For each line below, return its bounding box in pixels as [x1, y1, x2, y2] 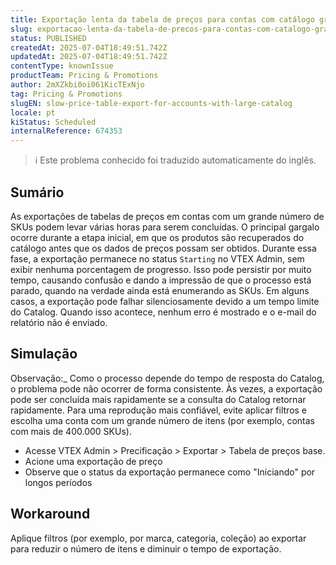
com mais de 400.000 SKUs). [10, 425, 132, 437]
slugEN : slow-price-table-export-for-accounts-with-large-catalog [10, 98, 293, 108]
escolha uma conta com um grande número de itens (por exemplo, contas [10, 414, 315, 426]
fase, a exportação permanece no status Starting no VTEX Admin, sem [10, 252, 305, 265]
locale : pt [10, 107, 56, 118]
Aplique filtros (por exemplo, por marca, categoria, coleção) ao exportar [10, 532, 307, 544]
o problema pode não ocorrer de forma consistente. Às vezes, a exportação [10, 382, 323, 395]
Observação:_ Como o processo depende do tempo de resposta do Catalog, [10, 372, 325, 384]
